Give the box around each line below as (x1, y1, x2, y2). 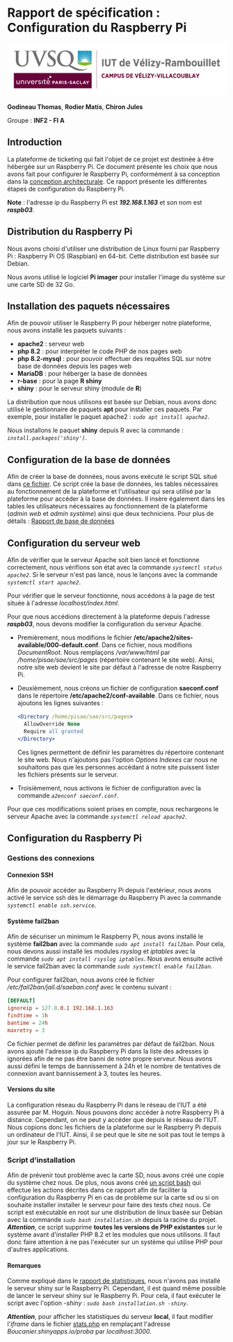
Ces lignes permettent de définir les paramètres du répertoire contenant (17, 748, 225, 756)
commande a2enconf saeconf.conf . (17, 791, 119, 799)
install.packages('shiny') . (7, 434, 88, 442)
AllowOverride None (24, 721, 81, 728)
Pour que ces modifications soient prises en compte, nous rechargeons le (7, 804, 219, 813)
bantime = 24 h (7, 1019, 49, 1026)
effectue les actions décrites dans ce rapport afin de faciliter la (7, 1186, 188, 1195)
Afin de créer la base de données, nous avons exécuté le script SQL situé (7, 473, 218, 481)
